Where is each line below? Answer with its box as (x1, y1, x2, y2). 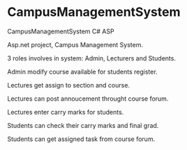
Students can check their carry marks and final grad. (7, 121, 159, 129)
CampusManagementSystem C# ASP (7, 27, 114, 35)
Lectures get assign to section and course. (7, 81, 130, 89)
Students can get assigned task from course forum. (7, 135, 156, 143)
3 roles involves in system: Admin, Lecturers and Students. (7, 53, 177, 62)
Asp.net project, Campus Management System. (7, 40, 143, 49)
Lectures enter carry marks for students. (7, 108, 124, 116)
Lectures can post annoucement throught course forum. (7, 94, 169, 103)
